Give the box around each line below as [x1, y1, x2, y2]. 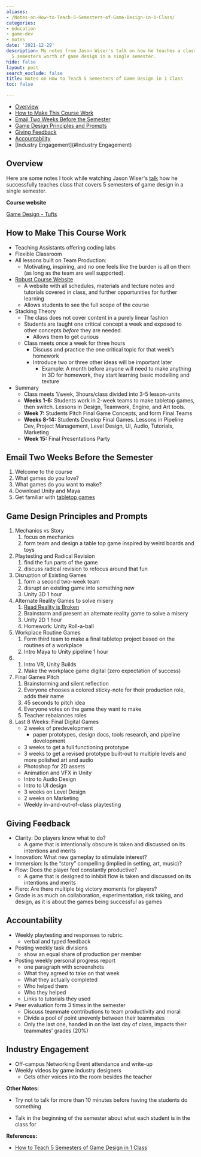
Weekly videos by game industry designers [14, 1066, 121, 1074]
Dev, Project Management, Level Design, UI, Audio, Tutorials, [23, 422, 174, 429]
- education [6, 25, 36, 32]
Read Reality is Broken [23, 603, 80, 611]
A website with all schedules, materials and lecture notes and [23, 282, 175, 289]
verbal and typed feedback [23, 937, 91, 945]
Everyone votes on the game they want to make [23, 705, 142, 713]
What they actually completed [23, 976, 98, 983]
